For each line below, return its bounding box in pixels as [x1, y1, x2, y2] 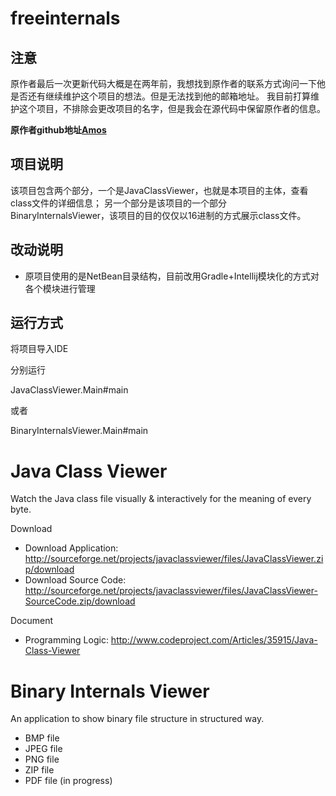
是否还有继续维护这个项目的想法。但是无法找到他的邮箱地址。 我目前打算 [10, 90, 311, 102]
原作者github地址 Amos [10, 124, 107, 136]
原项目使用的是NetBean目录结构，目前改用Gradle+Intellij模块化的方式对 [24, 270, 320, 282]
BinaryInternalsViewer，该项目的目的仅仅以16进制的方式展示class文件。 [10, 209, 307, 221]
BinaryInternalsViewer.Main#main [10, 425, 149, 437]
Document [10, 615, 54, 627]
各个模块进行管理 [24, 282, 96, 294]
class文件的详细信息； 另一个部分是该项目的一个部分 [10, 197, 227, 209]
